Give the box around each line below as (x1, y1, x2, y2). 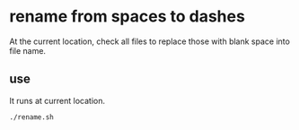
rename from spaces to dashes (9, 6, 245, 27)
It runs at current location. (9, 95, 106, 106)
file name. (9, 45, 47, 56)
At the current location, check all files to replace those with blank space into (9, 36, 290, 47)
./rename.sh (9, 112, 54, 122)
